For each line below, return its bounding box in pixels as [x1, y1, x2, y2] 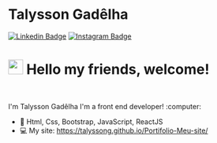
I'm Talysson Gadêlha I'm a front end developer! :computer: [8, 101, 201, 111]
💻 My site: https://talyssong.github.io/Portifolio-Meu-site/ [19, 126, 208, 135]
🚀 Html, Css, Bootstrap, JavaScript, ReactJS [19, 116, 163, 126]
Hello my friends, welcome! [26, 60, 210, 79]
